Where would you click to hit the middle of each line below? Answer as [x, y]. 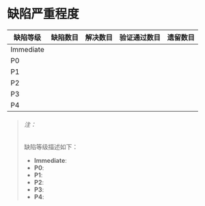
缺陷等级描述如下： [51, 147]
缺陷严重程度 [43, 14]
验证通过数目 [140, 37]
